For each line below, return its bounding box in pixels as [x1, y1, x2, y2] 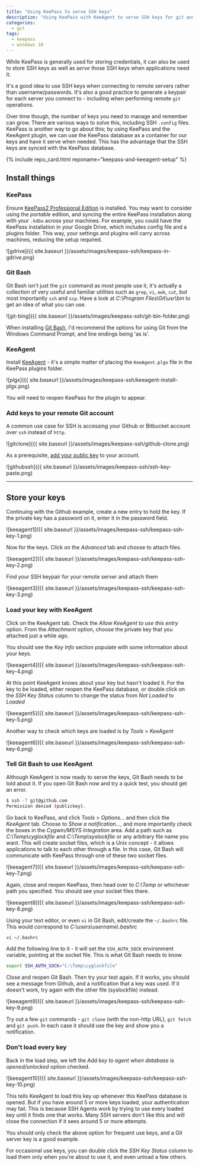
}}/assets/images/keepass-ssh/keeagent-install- [59, 377, 178, 384]
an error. [6, 786, 27, 793]
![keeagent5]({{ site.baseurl [6, 709, 74, 716]
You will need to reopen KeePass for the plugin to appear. [6, 394, 146, 402]
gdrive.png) [6, 254, 35, 261]
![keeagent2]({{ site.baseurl [6, 555, 74, 563]
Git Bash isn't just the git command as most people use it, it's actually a [6, 282, 182, 289]
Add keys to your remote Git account [6, 409, 114, 418]
